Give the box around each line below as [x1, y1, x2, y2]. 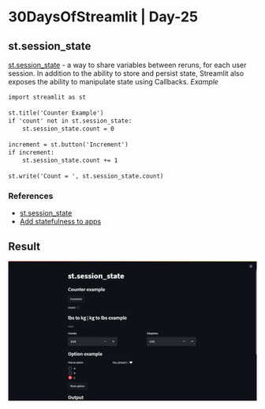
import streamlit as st [8, 93, 87, 101]
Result [8, 239, 41, 253]
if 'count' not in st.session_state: [8, 117, 132, 125]
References [8, 190, 54, 201]
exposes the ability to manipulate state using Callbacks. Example [8, 77, 219, 86]
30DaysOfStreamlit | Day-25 [8, 8, 199, 26]
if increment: [8, 148, 55, 156]
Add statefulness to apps [19, 217, 102, 227]
